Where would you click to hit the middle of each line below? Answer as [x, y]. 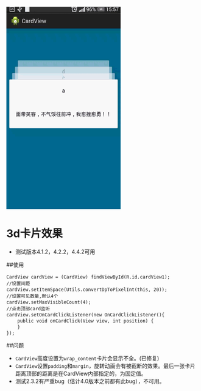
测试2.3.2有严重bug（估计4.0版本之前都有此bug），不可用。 [90, 381]
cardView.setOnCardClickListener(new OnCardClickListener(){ [86, 315]
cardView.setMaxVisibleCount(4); [49, 302]
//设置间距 [18, 283]
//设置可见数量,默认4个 [32, 296]
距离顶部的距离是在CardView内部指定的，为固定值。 [81, 373]
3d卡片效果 [34, 234]
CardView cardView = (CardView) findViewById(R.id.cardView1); [88, 277]
